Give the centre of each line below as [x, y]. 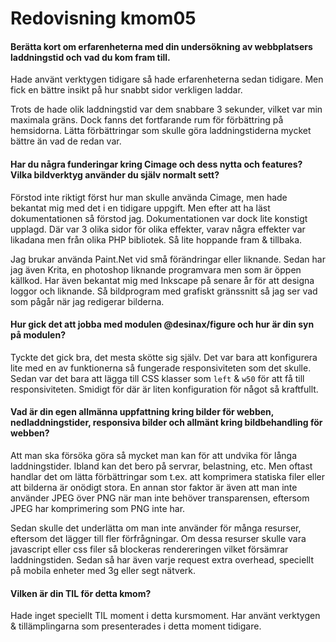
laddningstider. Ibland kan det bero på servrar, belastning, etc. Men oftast [161, 466]
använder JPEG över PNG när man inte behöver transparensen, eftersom [160, 498]
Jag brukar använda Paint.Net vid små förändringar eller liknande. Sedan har [168, 259]
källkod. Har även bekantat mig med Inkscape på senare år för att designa [162, 280]
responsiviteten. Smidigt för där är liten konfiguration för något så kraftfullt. [164, 389]
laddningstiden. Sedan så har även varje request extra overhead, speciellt [162, 560]
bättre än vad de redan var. [66, 141]
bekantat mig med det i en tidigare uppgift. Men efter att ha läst [140, 208]
